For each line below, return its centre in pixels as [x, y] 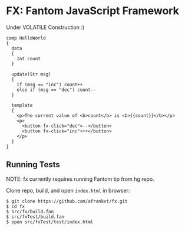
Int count [29, 58]
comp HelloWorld [26, 38]
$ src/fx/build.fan [30, 212]
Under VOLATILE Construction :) [45, 27]
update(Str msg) [31, 74]
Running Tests [33, 165]
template [22, 105]
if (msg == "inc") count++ [50, 84]
